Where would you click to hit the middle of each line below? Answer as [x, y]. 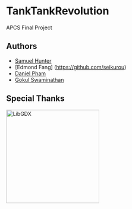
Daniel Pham [30, 73]
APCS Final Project [29, 27]
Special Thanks [35, 99]
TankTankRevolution [58, 11]
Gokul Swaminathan [39, 79]
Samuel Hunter [33, 60]
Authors [22, 46]
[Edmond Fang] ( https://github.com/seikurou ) [70, 67]
